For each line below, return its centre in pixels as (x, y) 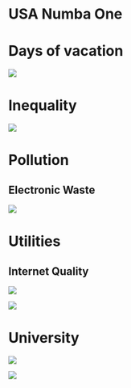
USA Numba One (65, 14)
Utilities (35, 241)
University (44, 338)
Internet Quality (49, 271)
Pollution (39, 160)
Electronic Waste (52, 190)
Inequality (43, 105)
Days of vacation (66, 51)
